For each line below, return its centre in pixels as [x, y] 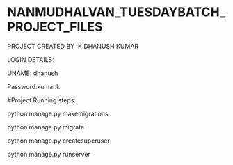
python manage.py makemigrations [58, 113]
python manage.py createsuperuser [58, 141]
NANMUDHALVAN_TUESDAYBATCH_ [116, 12]
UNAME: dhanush [33, 73]
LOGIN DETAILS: [31, 59]
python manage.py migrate [46, 127]
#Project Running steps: [42, 100]
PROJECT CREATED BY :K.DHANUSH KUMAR [73, 46]
